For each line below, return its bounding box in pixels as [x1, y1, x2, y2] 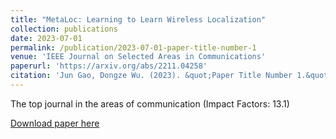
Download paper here [10, 117, 100, 129]
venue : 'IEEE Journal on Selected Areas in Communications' [10, 52, 267, 62]
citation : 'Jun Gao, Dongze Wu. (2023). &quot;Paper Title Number [10, 71, 293, 81]
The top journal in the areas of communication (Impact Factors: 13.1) [10, 97, 290, 110]
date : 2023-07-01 [10, 33, 83, 43]
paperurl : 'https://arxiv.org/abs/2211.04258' [10, 61, 208, 71]
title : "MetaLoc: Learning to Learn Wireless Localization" [10, 14, 267, 25]
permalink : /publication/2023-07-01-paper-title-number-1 [10, 42, 257, 53]
